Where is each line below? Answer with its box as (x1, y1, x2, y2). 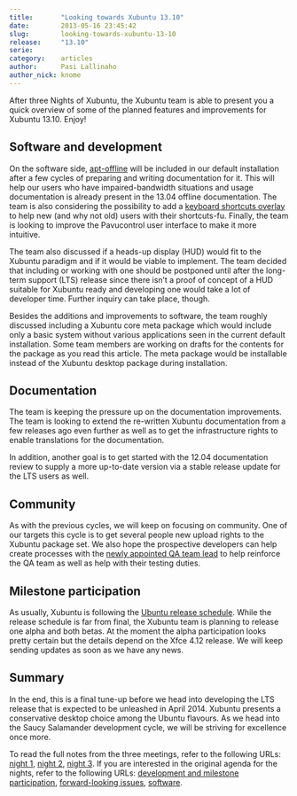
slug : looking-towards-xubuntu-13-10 (9, 29, 176, 38)
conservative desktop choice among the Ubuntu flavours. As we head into (9, 713, 280, 723)
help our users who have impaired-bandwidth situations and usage (9, 182, 254, 192)
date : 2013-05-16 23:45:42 (9, 21, 137, 30)
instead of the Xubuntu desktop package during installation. (9, 357, 228, 368)
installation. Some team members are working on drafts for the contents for (9, 339, 285, 349)
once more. (9, 731, 51, 742)
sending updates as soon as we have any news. (9, 644, 184, 655)
